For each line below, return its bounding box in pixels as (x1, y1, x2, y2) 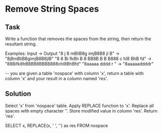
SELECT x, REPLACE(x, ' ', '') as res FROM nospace (5, 122, 108, 128)
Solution (5, 89, 31, 98)
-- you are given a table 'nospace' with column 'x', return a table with (5, 70, 144, 76)
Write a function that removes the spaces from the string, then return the (5, 36, 151, 42)
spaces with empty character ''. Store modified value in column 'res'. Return (5, 108, 158, 113)
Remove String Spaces (5, 3, 99, 15)
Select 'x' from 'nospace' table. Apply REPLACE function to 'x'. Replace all (5, 103, 154, 109)
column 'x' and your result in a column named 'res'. (5, 76, 108, 81)
